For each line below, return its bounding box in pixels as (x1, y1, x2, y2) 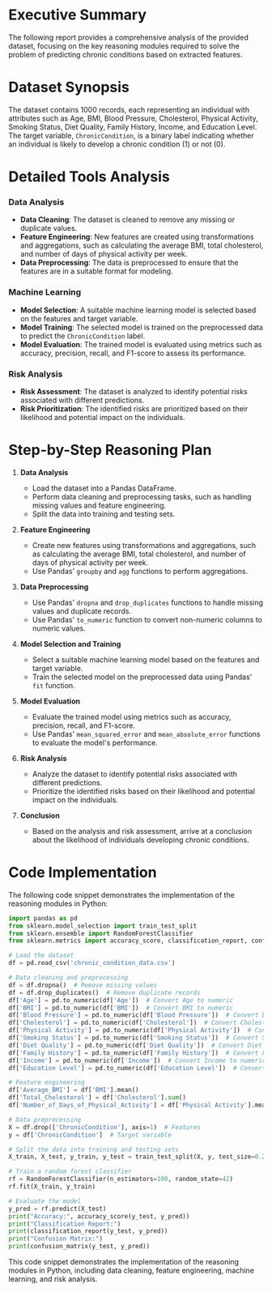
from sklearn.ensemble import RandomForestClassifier (8, 929, 194, 937)
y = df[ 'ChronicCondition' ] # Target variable (8, 1131, 172, 1139)
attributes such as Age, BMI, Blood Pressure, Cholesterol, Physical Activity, (8, 113, 259, 123)
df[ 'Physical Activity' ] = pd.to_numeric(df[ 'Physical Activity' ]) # (8, 1026, 252, 1035)
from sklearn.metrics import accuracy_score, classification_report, (8, 937, 249, 945)
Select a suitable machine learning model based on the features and (32, 654, 260, 665)
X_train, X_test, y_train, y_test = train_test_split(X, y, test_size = (8, 1153, 255, 1161)
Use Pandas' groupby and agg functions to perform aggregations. (32, 566, 249, 576)
